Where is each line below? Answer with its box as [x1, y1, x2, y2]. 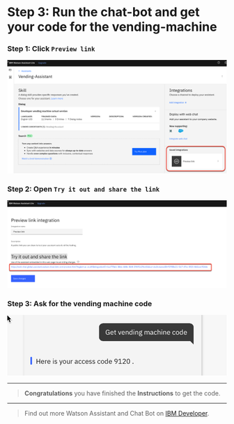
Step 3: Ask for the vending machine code [7, 298, 153, 308]
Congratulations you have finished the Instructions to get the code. [24, 389, 221, 397]
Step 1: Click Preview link [7, 44, 95, 54]
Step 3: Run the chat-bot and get [7, 4, 200, 20]
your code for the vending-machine [7, 19, 217, 35]
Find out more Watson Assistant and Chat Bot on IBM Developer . [24, 409, 210, 418]
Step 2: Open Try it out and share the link [7, 184, 160, 194]
